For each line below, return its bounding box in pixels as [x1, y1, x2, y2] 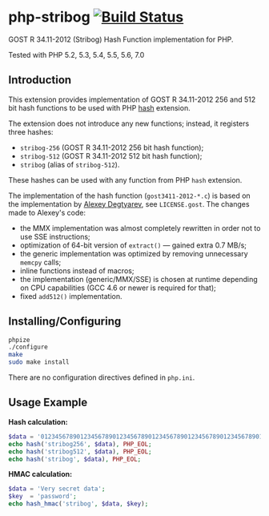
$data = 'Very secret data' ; [8, 485, 106, 493]
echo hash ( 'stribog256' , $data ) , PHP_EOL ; [8, 440, 152, 448]
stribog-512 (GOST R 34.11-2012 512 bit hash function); [19, 151, 203, 160]
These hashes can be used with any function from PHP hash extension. [8, 175, 243, 184]
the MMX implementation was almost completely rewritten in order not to [19, 223, 261, 232]
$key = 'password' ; [8, 493, 78, 501]
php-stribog [8, 8, 90, 26]
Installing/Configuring [8, 315, 122, 329]
